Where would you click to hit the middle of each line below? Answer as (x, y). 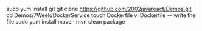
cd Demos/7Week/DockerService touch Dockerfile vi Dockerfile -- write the (101, 15)
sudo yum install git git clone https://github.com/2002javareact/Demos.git (99, 9)
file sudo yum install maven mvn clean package (66, 22)
